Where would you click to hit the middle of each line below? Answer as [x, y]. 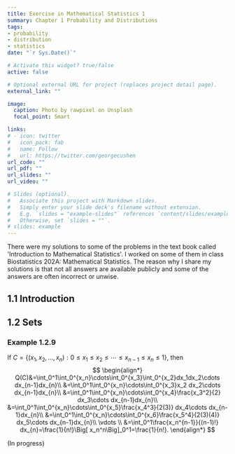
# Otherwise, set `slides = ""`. [59, 220]
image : [17, 104]
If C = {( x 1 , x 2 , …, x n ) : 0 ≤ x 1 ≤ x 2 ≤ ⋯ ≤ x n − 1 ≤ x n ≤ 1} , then [95, 358]
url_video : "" [28, 182]
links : [17, 130]
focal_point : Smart [42, 117]
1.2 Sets [25, 322]
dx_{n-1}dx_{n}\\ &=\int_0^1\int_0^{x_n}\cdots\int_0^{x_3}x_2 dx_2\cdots [117, 385]
